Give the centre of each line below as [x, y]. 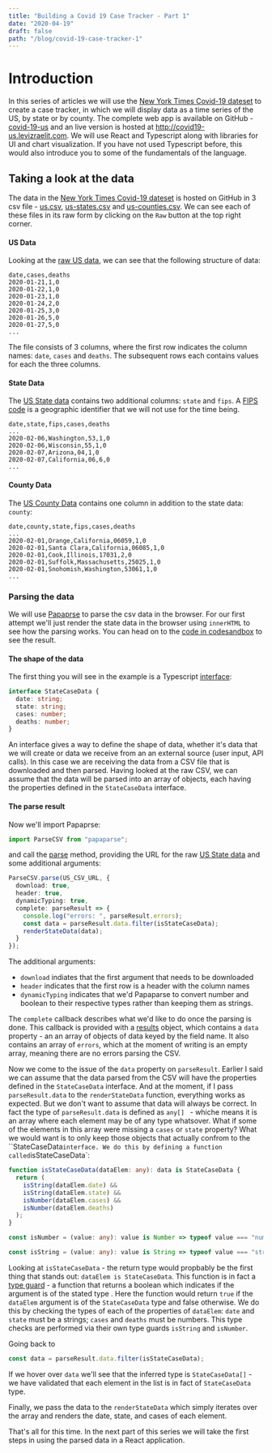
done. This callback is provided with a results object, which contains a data [134, 1028]
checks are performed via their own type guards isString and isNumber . [128, 1328]
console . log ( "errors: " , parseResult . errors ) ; [103, 916]
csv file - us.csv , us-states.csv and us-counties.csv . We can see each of [130, 206]
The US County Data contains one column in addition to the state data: [126, 503]
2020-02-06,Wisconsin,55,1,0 [57, 446]
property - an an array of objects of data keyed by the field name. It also [129, 1036]
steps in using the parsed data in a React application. [97, 1440]
